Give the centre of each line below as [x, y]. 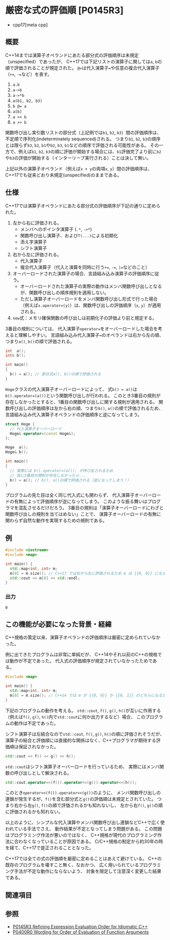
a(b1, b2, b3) [27, 101]
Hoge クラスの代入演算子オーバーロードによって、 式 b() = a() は [71, 389]
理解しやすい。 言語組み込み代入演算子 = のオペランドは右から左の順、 [91, 335]
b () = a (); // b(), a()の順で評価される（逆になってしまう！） [71, 480]
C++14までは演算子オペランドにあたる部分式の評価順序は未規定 [72, 55]
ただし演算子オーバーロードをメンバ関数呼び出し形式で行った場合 [89, 299]
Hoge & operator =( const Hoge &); [43, 433]
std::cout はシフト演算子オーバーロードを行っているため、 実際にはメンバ [82, 767]
